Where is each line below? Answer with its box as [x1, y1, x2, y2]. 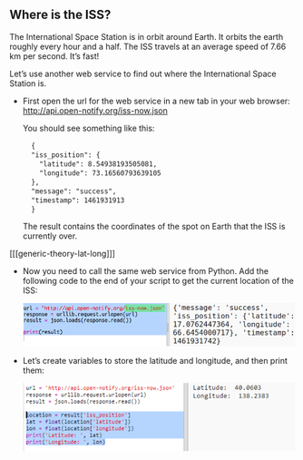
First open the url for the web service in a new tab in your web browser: [22, 95, 290, 106]
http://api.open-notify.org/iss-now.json [22, 104, 168, 116]
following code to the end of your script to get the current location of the [22, 275, 295, 286]
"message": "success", [31, 186, 117, 196]
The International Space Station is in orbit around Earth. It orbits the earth [9, 31, 284, 42]
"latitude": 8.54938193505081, [39, 159, 158, 169]
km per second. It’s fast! [9, 50, 100, 62]
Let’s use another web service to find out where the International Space [9, 68, 277, 79]
